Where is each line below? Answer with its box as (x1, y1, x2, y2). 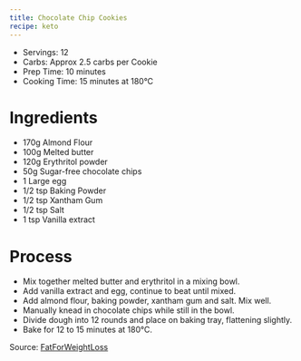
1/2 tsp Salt (22, 205, 65, 216)
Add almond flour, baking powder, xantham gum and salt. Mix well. (22, 296, 272, 307)
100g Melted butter (22, 147, 94, 158)
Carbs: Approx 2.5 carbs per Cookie (22, 56, 159, 67)
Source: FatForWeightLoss (9, 342, 109, 353)
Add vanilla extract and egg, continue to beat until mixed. (22, 286, 237, 297)
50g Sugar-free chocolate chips (22, 166, 142, 177)
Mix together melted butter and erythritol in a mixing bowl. (22, 276, 240, 287)
